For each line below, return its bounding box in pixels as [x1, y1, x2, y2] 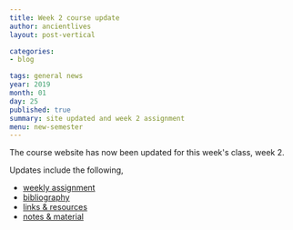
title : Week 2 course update [9, 13, 120, 23]
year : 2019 [9, 80, 51, 89]
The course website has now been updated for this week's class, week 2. [9, 147, 285, 158]
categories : [9, 46, 55, 55]
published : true [9, 105, 71, 115]
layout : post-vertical [9, 30, 96, 39]
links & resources [22, 202, 88, 213]
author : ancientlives [9, 22, 92, 31]
